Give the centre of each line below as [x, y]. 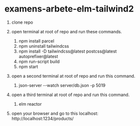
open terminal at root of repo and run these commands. [67, 31]
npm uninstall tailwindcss [44, 46]
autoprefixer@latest [38, 56]
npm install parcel [36, 41]
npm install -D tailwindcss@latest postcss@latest [68, 51]
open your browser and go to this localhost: [55, 113]
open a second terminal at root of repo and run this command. [73, 76]
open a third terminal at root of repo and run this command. [70, 95]
